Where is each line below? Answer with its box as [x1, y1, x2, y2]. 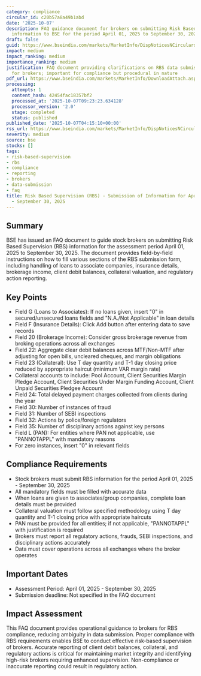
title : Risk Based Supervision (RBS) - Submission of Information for [6, 193, 186, 199]
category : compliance [6, 8, 60, 15]
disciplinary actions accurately [14, 539, 91, 546]
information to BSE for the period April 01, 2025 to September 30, [11, 31, 186, 37]
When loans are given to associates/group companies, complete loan [14, 494, 186, 501]
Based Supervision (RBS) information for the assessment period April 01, [6, 243, 185, 250]
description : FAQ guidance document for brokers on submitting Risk [6, 25, 181, 32]
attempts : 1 [11, 87, 42, 93]
